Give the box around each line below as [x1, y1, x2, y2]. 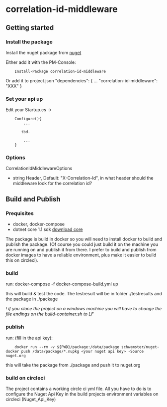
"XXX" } [5, 83, 22, 89]
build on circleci [5, 374, 45, 381]
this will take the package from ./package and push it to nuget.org [5, 362, 141, 368]
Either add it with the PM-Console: [5, 59, 76, 65]
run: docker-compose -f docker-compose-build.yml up [5, 281, 118, 287]
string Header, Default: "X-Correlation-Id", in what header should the [12, 175, 154, 181]
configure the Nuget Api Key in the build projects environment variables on [5, 391, 159, 397]
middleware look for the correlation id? [12, 181, 92, 187]
